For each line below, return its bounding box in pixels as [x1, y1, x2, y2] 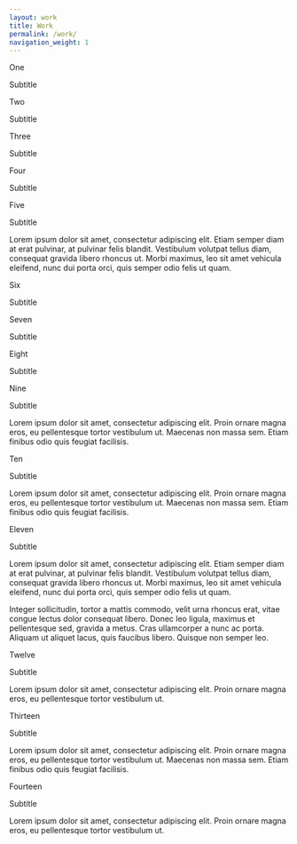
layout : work [9, 12, 58, 22]
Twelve [9, 649, 35, 660]
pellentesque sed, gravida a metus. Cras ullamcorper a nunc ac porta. [9, 623, 264, 633]
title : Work [9, 21, 53, 30]
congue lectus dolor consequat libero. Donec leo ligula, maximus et [9, 614, 255, 625]
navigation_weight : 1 [9, 37, 90, 47]
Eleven [9, 524, 34, 535]
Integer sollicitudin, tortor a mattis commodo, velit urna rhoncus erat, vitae [9, 604, 281, 615]
